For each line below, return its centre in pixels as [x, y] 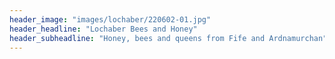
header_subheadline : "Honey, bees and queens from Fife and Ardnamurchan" [168, 38]
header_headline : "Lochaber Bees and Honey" [103, 29]
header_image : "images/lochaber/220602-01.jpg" [110, 19]
